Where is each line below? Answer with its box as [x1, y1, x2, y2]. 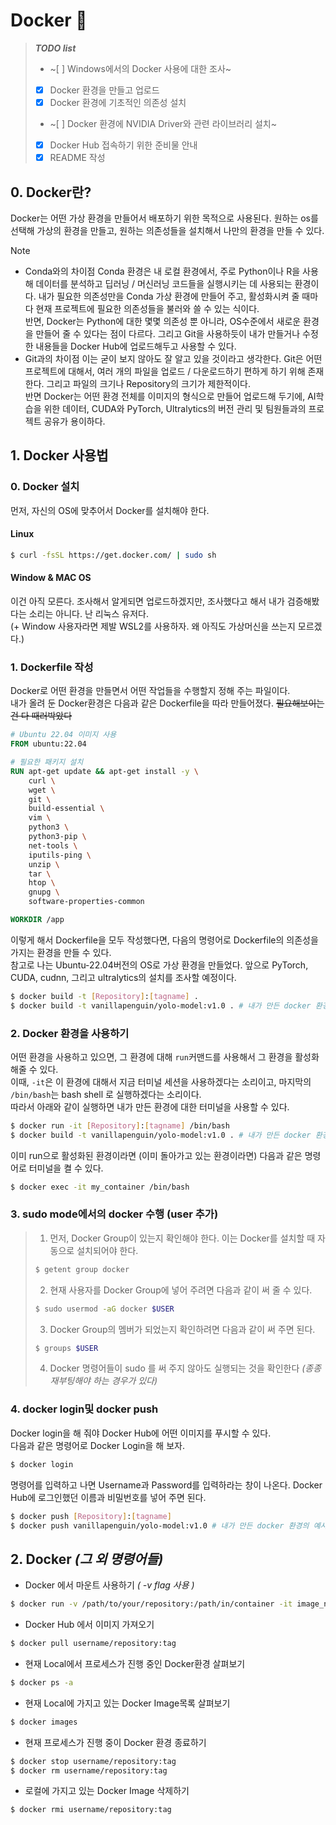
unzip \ [28, 859, 60, 869]
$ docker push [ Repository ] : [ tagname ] [10, 1511, 172, 1521]
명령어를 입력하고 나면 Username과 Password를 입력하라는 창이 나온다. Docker [10, 1479, 323, 1491]
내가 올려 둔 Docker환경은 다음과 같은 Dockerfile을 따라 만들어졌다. [10, 697, 274, 709]
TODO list [34, 42, 77, 54]
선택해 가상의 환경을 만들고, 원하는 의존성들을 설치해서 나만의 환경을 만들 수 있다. [10, 225, 325, 236]
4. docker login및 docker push [10, 1402, 159, 1416]
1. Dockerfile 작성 [10, 660, 94, 674]
